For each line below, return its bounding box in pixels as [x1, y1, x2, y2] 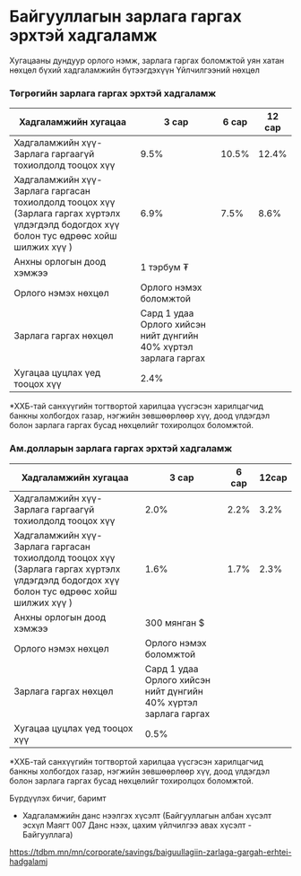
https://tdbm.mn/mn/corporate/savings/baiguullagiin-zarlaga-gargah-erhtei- [9, 846, 292, 857]
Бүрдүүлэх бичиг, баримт [9, 793, 107, 803]
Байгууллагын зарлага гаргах [9, 6, 242, 27]
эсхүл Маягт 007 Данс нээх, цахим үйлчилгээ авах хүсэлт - [21, 819, 253, 830]
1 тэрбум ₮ [140, 261, 190, 274]
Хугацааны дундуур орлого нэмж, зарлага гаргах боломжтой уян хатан [9, 55, 285, 66]
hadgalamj [9, 855, 48, 867]
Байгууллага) [21, 828, 73, 840]
